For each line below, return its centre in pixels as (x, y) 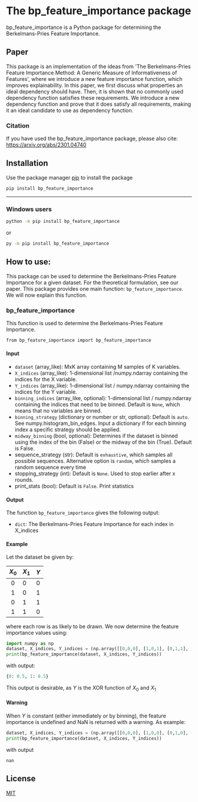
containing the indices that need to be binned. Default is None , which (98, 404)
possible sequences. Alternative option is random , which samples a (95, 461)
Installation (27, 163)
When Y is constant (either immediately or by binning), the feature (86, 716)
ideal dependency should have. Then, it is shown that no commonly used (95, 91)
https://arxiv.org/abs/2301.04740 (46, 145)
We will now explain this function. (47, 295)
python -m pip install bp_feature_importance (63, 222)
